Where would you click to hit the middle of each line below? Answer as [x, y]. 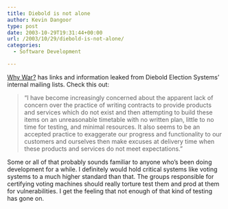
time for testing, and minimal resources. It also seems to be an [112, 127]
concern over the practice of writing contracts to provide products [117, 105]
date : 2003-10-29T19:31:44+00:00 [55, 33]
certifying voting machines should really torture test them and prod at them [113, 184]
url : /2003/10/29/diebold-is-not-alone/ [66, 39]
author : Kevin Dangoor [39, 20]
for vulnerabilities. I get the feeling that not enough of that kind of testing [110, 191]
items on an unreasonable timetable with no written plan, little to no [119, 119]
